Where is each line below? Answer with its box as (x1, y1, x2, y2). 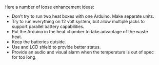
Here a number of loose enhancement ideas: (4, 4, 95, 10)
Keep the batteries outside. (11, 39, 66, 45)
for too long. (11, 54, 37, 60)
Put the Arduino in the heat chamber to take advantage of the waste (11, 29, 148, 34)
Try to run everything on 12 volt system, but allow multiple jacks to (11, 19, 145, 24)
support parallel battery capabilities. (11, 24, 84, 29)
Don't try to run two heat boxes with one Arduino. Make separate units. (11, 13, 155, 19)
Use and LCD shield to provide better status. (11, 44, 101, 50)
